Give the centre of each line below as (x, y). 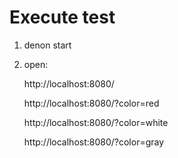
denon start (47, 45)
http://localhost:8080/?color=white (96, 122)
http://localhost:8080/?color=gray (94, 142)
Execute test (62, 17)
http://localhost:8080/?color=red (91, 103)
